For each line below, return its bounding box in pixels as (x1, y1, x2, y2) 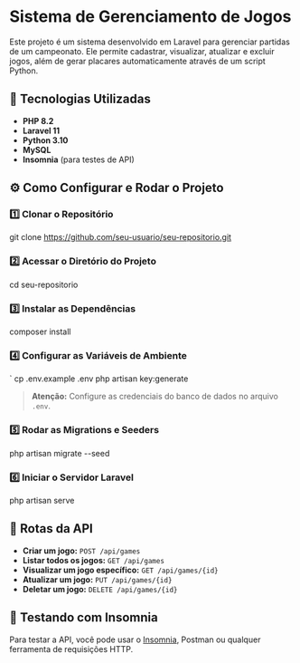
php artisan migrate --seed (9, 447, 110, 458)
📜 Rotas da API (9, 521, 93, 536)
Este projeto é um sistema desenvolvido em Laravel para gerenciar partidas (9, 36, 291, 47)
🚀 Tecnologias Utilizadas (9, 91, 151, 107)
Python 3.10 (22, 134, 69, 146)
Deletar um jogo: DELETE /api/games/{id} (22, 583, 178, 594)
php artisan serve (9, 495, 75, 505)
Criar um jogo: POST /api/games (22, 545, 141, 556)
